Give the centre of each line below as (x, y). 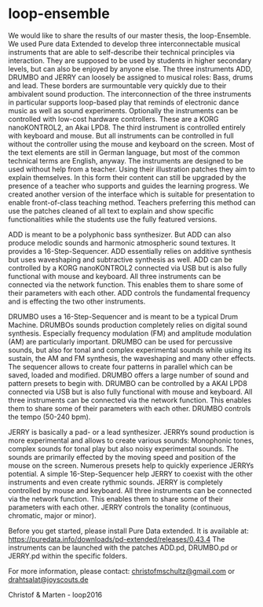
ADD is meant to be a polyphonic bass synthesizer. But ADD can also (120, 234)
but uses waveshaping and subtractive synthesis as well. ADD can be (121, 259)
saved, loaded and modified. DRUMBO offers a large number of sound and (129, 375)
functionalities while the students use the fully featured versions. (113, 219)
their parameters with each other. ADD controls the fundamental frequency (129, 292)
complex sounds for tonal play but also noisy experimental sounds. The (124, 448)
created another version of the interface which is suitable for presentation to (131, 194)
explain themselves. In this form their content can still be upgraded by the (127, 177)
